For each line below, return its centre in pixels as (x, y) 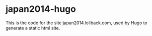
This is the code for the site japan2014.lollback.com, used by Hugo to (76, 23)
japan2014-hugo (41, 9)
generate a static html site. (33, 28)
